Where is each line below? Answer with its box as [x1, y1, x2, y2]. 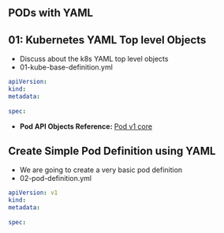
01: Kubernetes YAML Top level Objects [8, 33, 207, 47]
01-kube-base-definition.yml [19, 62, 113, 72]
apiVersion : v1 [8, 189, 58, 197]
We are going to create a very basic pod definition [19, 165, 183, 175]
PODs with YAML [8, 6, 93, 20]
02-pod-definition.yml [19, 174, 92, 183]
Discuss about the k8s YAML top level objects [19, 54, 169, 64]
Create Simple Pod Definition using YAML [8, 144, 216, 157]
